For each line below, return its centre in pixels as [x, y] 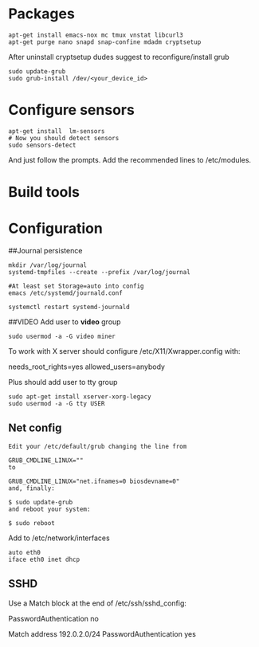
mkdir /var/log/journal [48, 265]
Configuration [56, 229]
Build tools [44, 192]
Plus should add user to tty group [63, 382]
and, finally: [32, 488]
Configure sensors [72, 110]
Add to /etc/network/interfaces [59, 538]
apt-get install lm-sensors [57, 131]
